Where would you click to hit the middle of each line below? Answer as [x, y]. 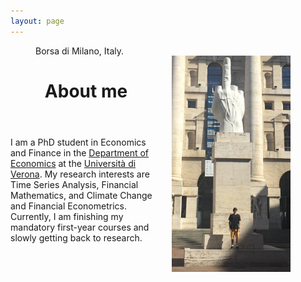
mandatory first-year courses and [80, 227]
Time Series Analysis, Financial [74, 184]
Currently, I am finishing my [67, 216]
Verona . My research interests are [80, 174]
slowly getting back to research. [76, 237]
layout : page [37, 21]
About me [86, 91]
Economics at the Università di [73, 163]
